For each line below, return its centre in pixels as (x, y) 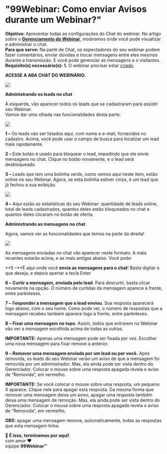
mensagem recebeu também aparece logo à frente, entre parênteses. (77, 314)
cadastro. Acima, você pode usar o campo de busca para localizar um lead (82, 139)
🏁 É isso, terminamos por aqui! (37, 435)
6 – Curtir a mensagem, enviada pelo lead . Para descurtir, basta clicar (78, 283)
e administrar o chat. (26, 44)
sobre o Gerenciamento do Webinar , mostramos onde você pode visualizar (83, 39)
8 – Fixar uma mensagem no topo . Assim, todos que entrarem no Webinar (82, 323)
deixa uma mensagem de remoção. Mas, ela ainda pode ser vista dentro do (83, 400)
